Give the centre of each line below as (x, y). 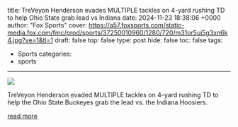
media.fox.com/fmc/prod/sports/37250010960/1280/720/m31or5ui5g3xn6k (118, 32)
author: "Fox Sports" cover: (47, 25)
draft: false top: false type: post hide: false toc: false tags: (138, 40)
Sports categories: (45, 54)
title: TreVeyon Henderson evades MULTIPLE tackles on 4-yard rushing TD (116, 10)
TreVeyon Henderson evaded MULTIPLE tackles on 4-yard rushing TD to (113, 95)
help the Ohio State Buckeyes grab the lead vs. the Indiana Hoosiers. (108, 102)
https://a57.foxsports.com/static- (136, 25)
